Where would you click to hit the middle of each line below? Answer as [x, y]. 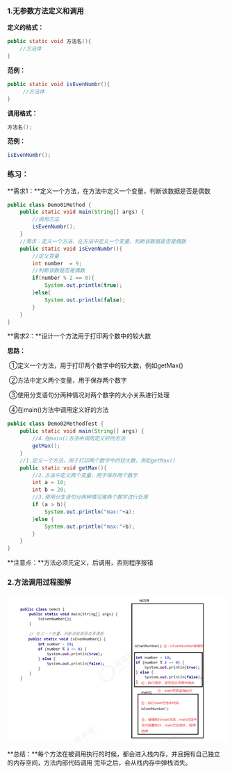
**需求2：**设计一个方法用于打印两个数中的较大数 [79, 336]
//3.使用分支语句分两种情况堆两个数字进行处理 [90, 497]
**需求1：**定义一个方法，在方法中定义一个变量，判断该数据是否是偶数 [109, 191]
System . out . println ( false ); [85, 300]
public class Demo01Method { [49, 205]
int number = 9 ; [57, 263]
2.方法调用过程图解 [39, 583]
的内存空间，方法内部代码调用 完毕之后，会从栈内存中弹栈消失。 [99, 763]
